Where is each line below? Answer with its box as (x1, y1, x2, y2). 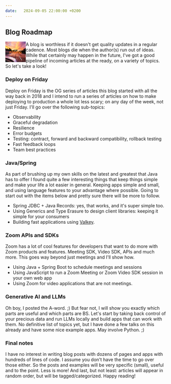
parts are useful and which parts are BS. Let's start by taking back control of (5, 310, 166, 316)
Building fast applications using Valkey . (12, 219, 95, 225)
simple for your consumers (12, 214, 70, 220)
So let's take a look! (5, 63, 47, 69)
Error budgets (12, 130, 42, 136)
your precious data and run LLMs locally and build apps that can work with (5, 315, 162, 322)
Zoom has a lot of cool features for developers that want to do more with (5, 243, 158, 249)
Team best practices (12, 146, 56, 153)
